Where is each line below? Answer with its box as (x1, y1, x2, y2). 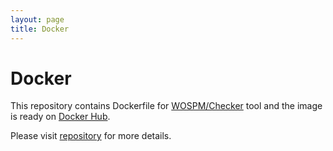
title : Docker (10, 24, 70, 34)
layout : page (10, 14, 65, 25)
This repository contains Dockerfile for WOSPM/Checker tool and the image (10, 100, 323, 112)
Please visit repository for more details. (10, 130, 172, 142)
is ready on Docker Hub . (10, 111, 111, 123)
